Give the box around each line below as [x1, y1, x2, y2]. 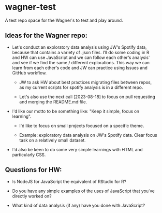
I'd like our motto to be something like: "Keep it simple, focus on [12, 108, 139, 114]
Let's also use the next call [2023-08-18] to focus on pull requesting [19, 94, 156, 99]
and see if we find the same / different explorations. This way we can [12, 59, 150, 65]
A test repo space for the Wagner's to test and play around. [5, 17, 123, 23]
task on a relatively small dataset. [19, 137, 86, 143]
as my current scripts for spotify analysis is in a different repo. [19, 84, 143, 90]
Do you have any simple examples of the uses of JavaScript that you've [12, 188, 155, 194]
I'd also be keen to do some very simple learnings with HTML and [12, 146, 143, 152]
